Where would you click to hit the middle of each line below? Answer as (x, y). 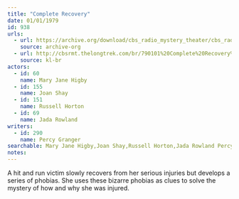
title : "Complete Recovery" (49, 14)
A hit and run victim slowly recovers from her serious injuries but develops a (119, 173)
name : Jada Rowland (49, 119)
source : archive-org (51, 47)
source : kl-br (41, 60)
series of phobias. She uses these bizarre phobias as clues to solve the (112, 181)
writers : (20, 126)
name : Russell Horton (52, 107)
